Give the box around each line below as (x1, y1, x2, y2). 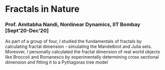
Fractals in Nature (5, 3, 80, 15)
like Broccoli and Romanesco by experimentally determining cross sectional (5, 54, 159, 60)
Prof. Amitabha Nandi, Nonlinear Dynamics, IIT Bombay (5, 21, 141, 28)
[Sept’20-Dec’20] (5, 27, 49, 34)
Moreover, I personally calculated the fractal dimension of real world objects (5, 49, 161, 55)
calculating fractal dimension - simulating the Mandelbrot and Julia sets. (5, 43, 152, 50)
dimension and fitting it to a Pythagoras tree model (5, 59, 108, 65)
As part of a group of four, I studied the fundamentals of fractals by (5, 38, 142, 44)
